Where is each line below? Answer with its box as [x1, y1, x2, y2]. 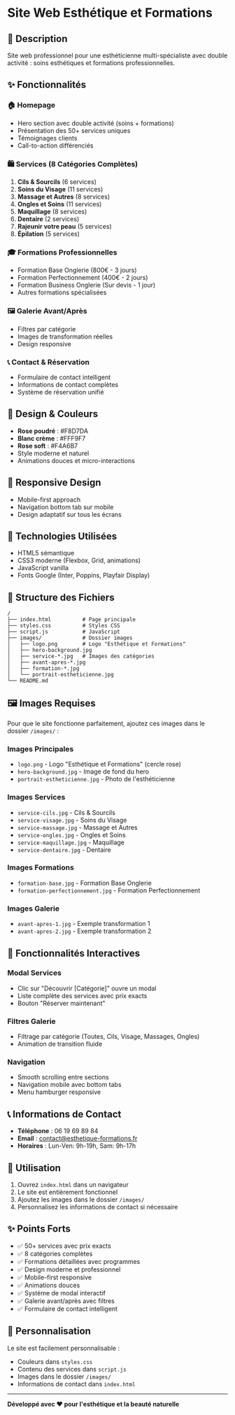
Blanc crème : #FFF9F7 [17, 434, 86, 442]
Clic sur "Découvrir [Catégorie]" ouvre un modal [17, 984, 157, 993]
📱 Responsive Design [7, 477, 101, 489]
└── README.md [7, 677, 49, 685]
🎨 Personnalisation [7, 1325, 91, 1337]
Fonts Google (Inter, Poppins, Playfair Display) [17, 571, 150, 580]
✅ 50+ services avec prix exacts [17, 1242, 112, 1250]
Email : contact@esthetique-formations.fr [17, 1135, 138, 1143]
